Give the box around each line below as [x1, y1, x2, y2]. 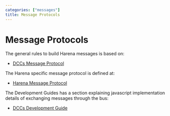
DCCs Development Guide [12, 105, 67, 111]
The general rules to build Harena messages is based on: [5, 51, 125, 57]
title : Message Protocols [5, 12, 60, 17]
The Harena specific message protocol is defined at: [5, 70, 115, 76]
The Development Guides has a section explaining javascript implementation [5, 90, 165, 96]
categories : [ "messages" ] [5, 7, 60, 13]
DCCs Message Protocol [12, 60, 64, 66]
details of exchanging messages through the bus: [5, 95, 109, 101]
